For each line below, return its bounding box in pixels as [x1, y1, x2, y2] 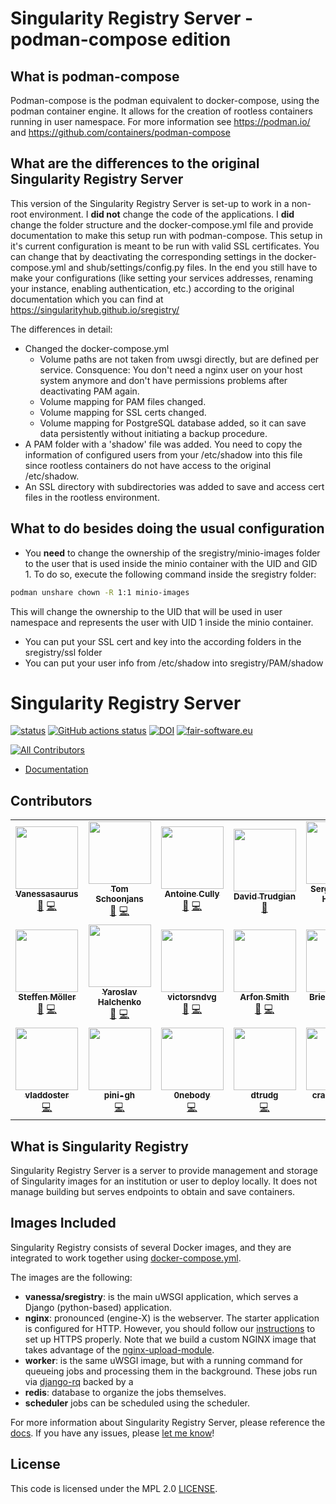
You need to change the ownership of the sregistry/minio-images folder [24, 547, 321, 559]
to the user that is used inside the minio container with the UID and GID [24, 557, 318, 569]
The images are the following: [10, 1271, 133, 1283]
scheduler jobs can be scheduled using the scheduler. [24, 1397, 251, 1409]
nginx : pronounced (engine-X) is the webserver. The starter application [24, 1312, 320, 1324]
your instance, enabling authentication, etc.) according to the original [10, 282, 295, 294]
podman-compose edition [10, 28, 232, 51]
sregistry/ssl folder [24, 646, 103, 658]
